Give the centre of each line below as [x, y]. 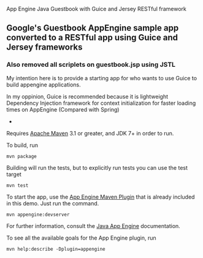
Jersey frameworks [44, 47]
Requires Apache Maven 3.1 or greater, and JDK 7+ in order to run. [90, 133]
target [14, 174]
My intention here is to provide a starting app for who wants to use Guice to [102, 78]
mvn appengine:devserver [38, 214]
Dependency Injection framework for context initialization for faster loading [101, 103]
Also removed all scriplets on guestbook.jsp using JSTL [91, 65]
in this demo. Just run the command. [53, 203]
